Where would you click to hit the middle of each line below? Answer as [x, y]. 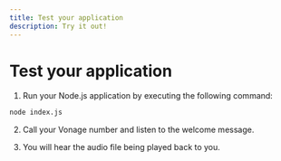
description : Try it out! [58, 26]
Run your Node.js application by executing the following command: [148, 96]
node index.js [36, 113]
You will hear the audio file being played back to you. [121, 147]
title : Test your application [67, 18]
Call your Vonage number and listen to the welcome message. [138, 130]
